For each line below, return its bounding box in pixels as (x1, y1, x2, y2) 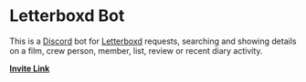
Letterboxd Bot (9, 5, 125, 26)
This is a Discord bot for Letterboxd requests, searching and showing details (9, 36, 297, 46)
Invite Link (9, 63, 50, 74)
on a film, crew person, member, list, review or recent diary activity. (9, 45, 263, 56)
